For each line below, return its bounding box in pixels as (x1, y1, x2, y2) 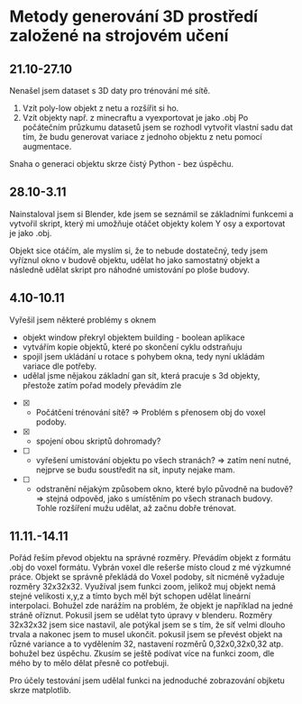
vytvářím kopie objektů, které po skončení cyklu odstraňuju (22, 341, 243, 352)
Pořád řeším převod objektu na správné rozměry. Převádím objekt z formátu (9, 553, 291, 563)
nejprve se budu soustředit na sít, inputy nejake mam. (35, 464, 236, 475)
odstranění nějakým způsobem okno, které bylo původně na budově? (35, 483, 293, 494)
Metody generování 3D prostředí (9, 6, 259, 27)
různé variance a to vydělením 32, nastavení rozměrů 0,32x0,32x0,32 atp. (9, 638, 284, 650)
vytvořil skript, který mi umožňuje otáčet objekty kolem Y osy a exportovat (9, 218, 286, 229)
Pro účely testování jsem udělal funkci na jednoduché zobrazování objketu (9, 675, 286, 686)
